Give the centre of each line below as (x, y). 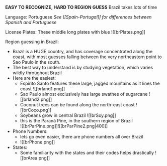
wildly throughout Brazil (37, 73)
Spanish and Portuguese (31, 22)
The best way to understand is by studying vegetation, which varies (83, 67)
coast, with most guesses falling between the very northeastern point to (87, 57)
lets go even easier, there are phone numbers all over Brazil (81, 137)
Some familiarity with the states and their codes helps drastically (87, 153)
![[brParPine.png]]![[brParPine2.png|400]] (64, 126)
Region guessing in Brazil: (32, 42)
